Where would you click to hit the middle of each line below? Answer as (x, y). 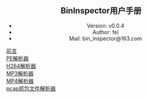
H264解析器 (21, 66)
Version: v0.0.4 (106, 25)
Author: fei (106, 32)
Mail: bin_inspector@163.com (106, 38)
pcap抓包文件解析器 (31, 88)
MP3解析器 (20, 73)
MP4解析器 (20, 81)
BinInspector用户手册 (101, 11)
